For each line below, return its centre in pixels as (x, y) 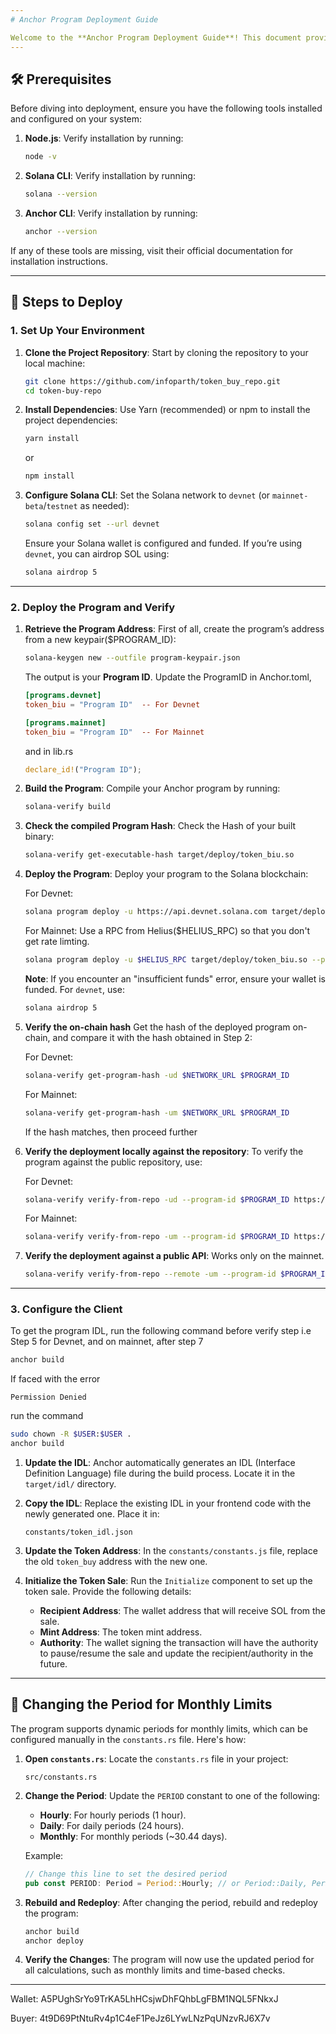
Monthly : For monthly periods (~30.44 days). (133, 1836)
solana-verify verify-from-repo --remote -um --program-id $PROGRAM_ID (177, 1274)
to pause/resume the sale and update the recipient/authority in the (176, 1653)
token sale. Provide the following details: (108, 1592)
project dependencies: (71, 420)
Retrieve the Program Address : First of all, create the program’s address (174, 629)
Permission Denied (48, 1397)
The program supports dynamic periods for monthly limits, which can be (159, 1728)
